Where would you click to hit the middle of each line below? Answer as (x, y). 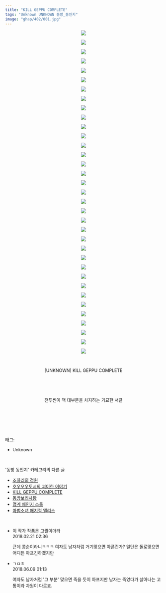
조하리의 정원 (25, 480)
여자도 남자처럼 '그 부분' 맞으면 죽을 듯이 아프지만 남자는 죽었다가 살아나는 (84, 580)
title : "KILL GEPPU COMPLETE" (37, 10)
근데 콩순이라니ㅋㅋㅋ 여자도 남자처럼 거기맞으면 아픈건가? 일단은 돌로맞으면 (86, 547)
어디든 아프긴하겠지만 (33, 553)
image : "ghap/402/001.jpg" (33, 19)
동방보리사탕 (25, 498)
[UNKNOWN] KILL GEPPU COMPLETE (83, 370)
